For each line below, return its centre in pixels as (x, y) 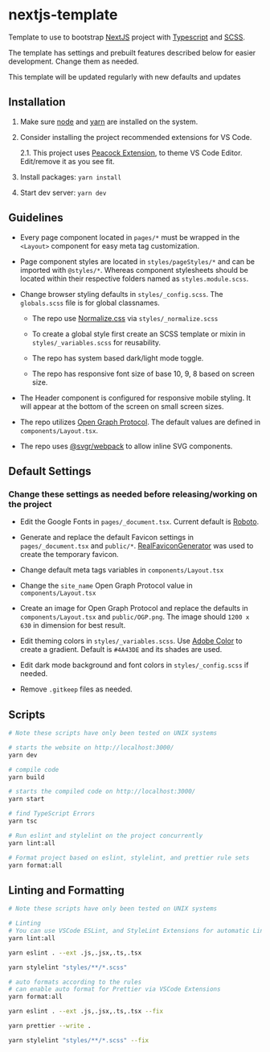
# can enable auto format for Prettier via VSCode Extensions (115, 989)
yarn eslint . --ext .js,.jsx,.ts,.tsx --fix (86, 1012)
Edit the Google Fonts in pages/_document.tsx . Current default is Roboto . (139, 522)
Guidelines (36, 218)
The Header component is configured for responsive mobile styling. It (135, 398)
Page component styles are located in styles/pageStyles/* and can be (137, 261)
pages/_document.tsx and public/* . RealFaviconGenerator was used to (137, 546)
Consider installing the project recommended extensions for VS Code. (136, 137)
